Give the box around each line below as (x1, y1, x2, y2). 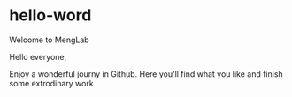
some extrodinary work (9, 78, 95, 88)
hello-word (9, 5, 92, 26)
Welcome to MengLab (9, 34, 90, 45)
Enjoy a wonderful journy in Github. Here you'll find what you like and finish (9, 68, 283, 79)
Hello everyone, (9, 51, 67, 62)
